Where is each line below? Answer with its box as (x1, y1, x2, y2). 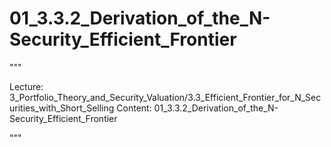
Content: (116, 102, 152, 114)
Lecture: (9, 80, 44, 92)
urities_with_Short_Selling (9, 102, 115, 114)
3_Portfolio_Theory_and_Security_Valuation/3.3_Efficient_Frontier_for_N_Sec (9, 91, 322, 103)
